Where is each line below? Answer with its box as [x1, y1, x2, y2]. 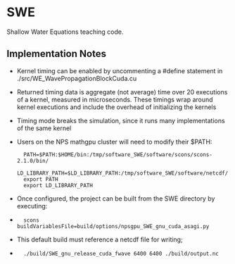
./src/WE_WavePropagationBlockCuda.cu [16, 74, 137, 82]
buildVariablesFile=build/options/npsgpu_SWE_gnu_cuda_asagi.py [16, 222, 210, 230]
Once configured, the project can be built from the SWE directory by [16, 194, 215, 203]
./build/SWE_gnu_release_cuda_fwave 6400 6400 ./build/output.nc [23, 250, 219, 257]
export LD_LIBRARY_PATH [23, 182, 93, 189]
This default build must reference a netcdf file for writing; [16, 235, 184, 244]
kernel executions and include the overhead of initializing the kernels [16, 103, 217, 111]
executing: [16, 201, 48, 210]
